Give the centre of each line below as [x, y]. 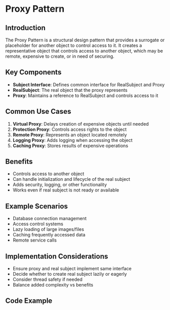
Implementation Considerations [57, 256]
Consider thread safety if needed [47, 279]
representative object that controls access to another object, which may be [84, 51]
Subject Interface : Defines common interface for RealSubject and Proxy [89, 84]
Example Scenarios [37, 206]
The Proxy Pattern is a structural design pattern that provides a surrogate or [85, 40]
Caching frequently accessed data [49, 235]
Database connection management [50, 219]
